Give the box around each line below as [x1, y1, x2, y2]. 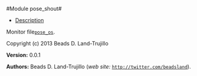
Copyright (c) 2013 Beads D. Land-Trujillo [6, 40, 108, 47]
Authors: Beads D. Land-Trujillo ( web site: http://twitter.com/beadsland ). [6, 63, 191, 70]
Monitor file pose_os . [6, 28, 55, 35]
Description [14, 17, 44, 23]
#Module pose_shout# [6, 5, 62, 12]
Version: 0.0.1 [6, 51, 41, 59]
